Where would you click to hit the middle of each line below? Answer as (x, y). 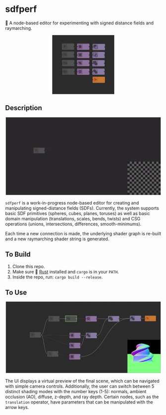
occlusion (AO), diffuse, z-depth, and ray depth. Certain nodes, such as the (82, 397)
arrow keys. (17, 408)
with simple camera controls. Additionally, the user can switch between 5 (80, 386)
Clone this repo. (28, 266)
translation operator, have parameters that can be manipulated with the (79, 402)
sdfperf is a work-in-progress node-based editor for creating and (72, 203)
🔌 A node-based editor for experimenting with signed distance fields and (80, 23)
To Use (16, 292)
